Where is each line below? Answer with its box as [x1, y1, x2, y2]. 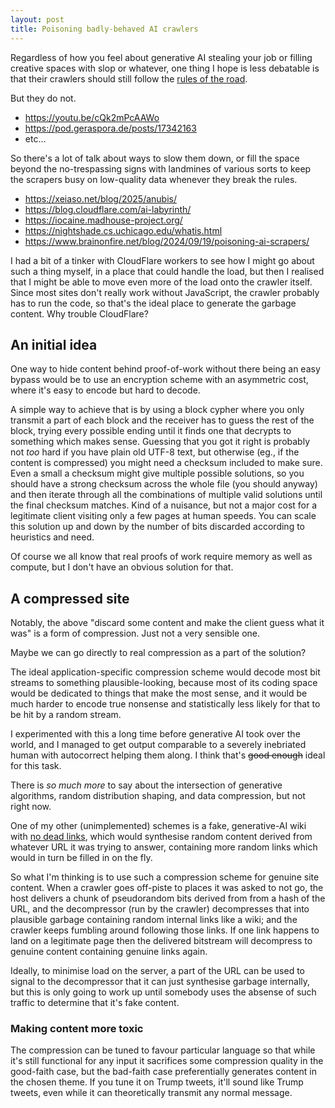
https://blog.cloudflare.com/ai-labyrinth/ [24, 203, 192, 215]
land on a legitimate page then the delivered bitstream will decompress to [10, 935, 313, 947]
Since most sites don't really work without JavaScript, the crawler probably [10, 286, 320, 298]
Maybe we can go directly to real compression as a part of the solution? [10, 647, 307, 659]
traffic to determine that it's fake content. [10, 997, 180, 1009]
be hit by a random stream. [10, 709, 122, 721]
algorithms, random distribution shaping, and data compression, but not [10, 790, 306, 802]
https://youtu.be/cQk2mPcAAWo [24, 111, 160, 123]
